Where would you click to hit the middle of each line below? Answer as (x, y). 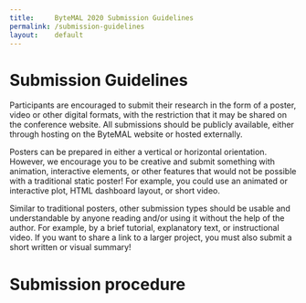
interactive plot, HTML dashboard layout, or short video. (115, 191)
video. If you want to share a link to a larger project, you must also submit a (151, 237)
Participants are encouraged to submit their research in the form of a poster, (153, 105)
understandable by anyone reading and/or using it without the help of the (147, 218)
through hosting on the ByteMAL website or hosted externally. (126, 134)
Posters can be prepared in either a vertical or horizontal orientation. (138, 152)
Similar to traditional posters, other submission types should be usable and (150, 209)
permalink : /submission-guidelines (77, 26)
